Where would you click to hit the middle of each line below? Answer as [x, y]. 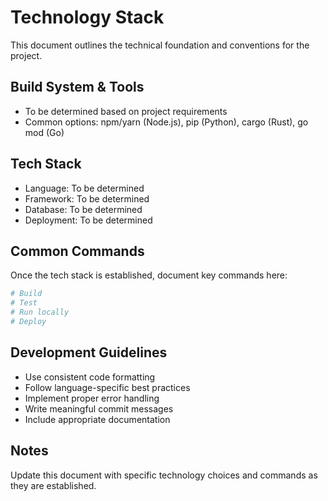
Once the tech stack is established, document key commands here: [149, 275]
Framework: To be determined [87, 198]
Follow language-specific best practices [107, 387]
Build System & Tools [77, 87]
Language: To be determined [84, 188]
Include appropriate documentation [97, 419]
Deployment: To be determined [88, 220]
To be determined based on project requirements [126, 111]
